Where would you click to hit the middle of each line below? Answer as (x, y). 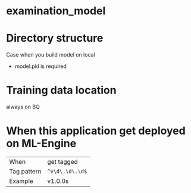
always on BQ (23, 107)
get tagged (63, 162)
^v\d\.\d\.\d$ (67, 171)
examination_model (56, 11)
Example (21, 181)
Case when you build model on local (51, 55)
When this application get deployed (96, 131)
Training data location (62, 90)
